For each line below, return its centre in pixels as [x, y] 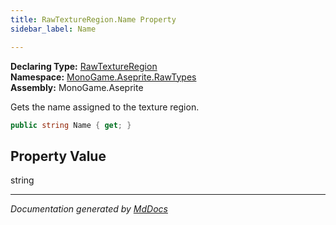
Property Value [58, 156]
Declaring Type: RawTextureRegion [84, 66]
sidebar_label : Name [53, 29]
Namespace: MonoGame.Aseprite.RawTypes [103, 77]
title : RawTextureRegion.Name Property [93, 19]
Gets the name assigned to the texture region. [105, 107]
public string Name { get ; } [71, 125]
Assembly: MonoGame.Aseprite [77, 87]
